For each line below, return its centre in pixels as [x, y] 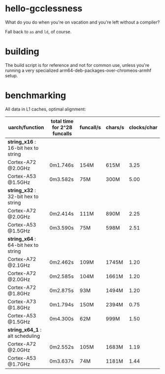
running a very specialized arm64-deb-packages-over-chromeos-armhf [78, 70]
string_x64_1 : [25, 330]
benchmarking [36, 96]
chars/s [115, 127]
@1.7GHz [19, 364]
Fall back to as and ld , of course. [38, 31]
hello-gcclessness [44, 9]
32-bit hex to [23, 196]
